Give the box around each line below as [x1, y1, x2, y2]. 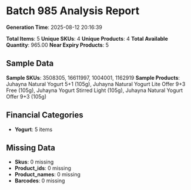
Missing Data [6, 143, 56, 153]
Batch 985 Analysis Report [6, 4, 140, 18]
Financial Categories [6, 110, 83, 120]
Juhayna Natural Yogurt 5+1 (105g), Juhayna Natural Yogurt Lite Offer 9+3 [6, 80, 186, 87]
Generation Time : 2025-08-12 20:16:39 [6, 24, 103, 31]
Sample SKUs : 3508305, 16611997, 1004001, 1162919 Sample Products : [6, 74, 180, 81]
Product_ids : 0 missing [14, 165, 72, 172]
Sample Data [6, 58, 54, 68]
